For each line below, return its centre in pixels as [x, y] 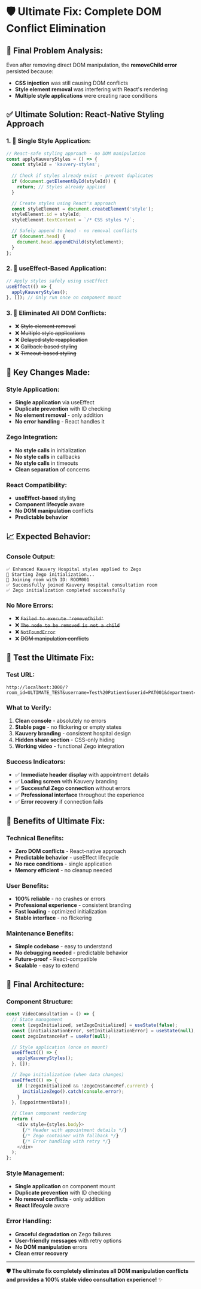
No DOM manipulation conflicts [54, 510]
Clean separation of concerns [52, 469]
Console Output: [31, 557]
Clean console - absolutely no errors [60, 720]
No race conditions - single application [63, 864]
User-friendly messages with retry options [68, 1240]
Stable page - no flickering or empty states [68, 727]
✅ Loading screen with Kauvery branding [66, 782]
